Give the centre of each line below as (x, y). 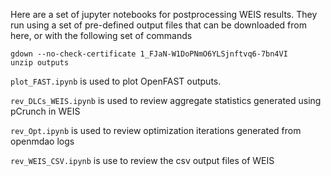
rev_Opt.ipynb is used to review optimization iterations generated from (156, 130)
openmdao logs (42, 141)
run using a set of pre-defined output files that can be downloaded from (158, 25)
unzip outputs (40, 63)
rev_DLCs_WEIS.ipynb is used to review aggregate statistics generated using (166, 100)
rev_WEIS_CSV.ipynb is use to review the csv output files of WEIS (142, 160)
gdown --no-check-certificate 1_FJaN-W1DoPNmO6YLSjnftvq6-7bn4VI (149, 54)
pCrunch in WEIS (45, 111)
